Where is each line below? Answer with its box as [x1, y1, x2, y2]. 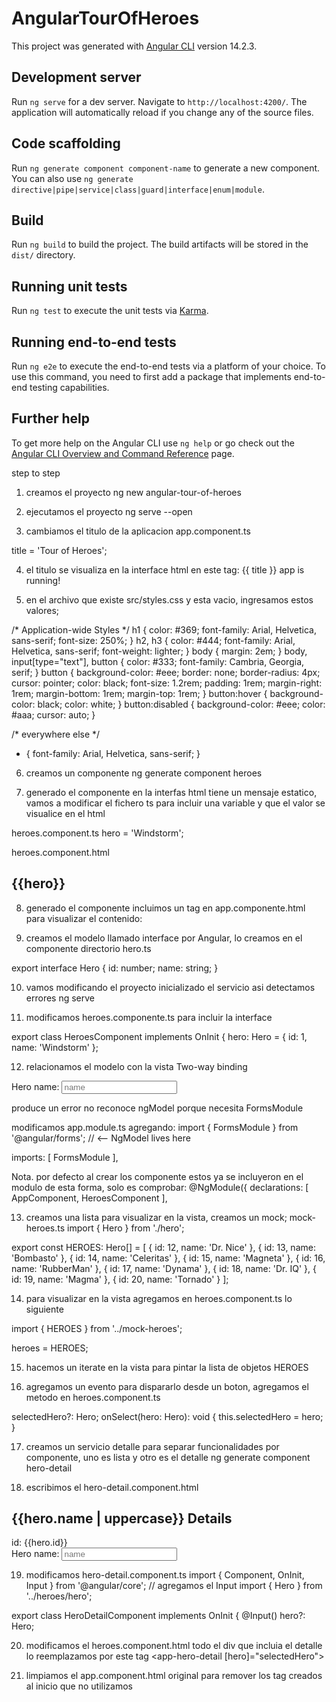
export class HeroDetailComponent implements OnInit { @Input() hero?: [11, 1610, 306, 1622]
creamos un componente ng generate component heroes [25, 767, 263, 779]
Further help [11, 410, 91, 427]
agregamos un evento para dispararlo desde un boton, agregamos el [25, 1380, 309, 1392]
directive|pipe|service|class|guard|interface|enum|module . [11, 183, 265, 195]
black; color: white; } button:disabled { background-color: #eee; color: [37, 698, 326, 710]
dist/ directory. [11, 249, 76, 261]
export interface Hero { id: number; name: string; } [11, 962, 219, 974]
